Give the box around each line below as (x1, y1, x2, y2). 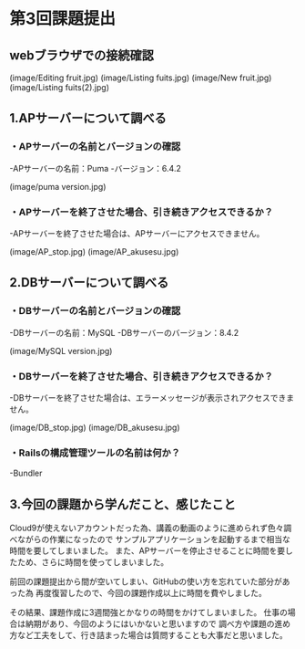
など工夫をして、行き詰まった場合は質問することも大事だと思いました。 (16, 630, 289, 641)
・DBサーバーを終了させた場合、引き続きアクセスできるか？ (9, 370, 274, 382)
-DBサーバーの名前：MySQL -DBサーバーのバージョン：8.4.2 (9, 327, 239, 338)
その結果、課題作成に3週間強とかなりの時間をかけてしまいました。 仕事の (9, 607, 289, 618)
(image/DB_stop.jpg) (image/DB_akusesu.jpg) (9, 422, 180, 433)
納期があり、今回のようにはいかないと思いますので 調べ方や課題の (25, 618, 275, 630)
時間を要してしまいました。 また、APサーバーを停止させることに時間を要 (9, 545, 285, 557)
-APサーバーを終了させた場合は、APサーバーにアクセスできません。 (9, 227, 265, 238)
